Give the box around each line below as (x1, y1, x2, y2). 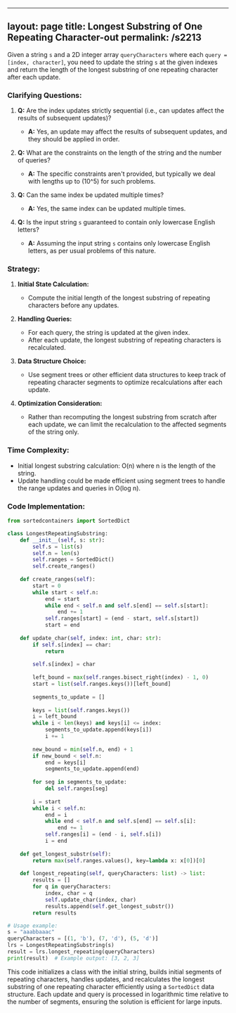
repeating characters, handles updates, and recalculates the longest (7, 975, 205, 983)
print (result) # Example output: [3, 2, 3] (7, 955, 140, 962)
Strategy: (7, 265, 40, 274)
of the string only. (27, 428, 79, 436)
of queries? (17, 156, 51, 165)
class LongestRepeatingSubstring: (7, 530, 109, 537)
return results (32, 909, 77, 917)
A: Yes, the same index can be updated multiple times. (27, 205, 186, 213)
